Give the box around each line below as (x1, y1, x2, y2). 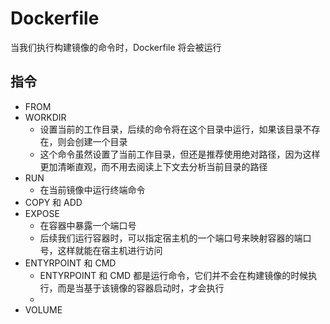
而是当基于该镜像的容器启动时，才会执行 (57, 282, 225, 294)
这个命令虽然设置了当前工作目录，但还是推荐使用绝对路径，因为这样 (39, 148, 321, 160)
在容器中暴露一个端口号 (39, 219, 137, 231)
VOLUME (24, 303, 63, 316)
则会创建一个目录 (57, 135, 128, 147)
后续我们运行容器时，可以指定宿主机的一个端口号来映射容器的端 (39, 232, 303, 244)
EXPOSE (24, 207, 60, 219)
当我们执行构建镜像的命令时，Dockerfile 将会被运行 (10, 41, 222, 53)
